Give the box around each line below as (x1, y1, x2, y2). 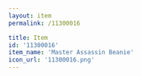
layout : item (8, 11, 52, 20)
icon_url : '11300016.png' (8, 56, 95, 64)
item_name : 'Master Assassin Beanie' (8, 49, 135, 57)
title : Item (8, 34, 48, 42)
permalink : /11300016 (8, 19, 81, 27)
